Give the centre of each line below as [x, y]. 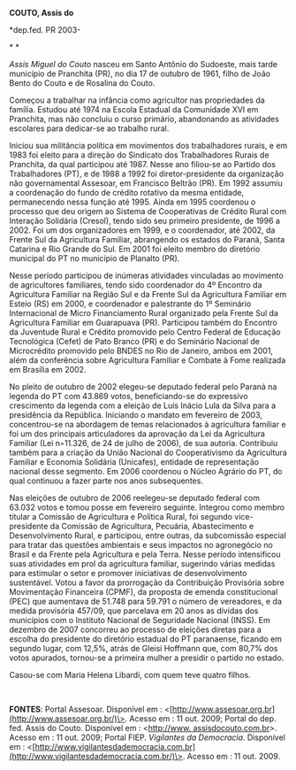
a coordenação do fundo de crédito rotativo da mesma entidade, [127, 192]
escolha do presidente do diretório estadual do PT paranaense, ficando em [146, 639]
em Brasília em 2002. [48, 370]
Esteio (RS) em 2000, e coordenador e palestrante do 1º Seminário [130, 304]
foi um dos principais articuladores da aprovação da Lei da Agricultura [137, 434]
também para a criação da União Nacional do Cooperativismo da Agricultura [148, 452]
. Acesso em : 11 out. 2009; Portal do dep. [201, 719]
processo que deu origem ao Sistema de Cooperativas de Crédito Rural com [148, 211]
